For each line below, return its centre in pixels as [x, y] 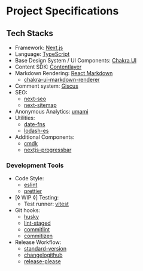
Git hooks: [28, 210]
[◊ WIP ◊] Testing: [37, 198]
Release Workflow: [38, 242]
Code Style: [29, 178]
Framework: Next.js [39, 47]
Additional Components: [45, 137]
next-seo [35, 99]
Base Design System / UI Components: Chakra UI [75, 60]
